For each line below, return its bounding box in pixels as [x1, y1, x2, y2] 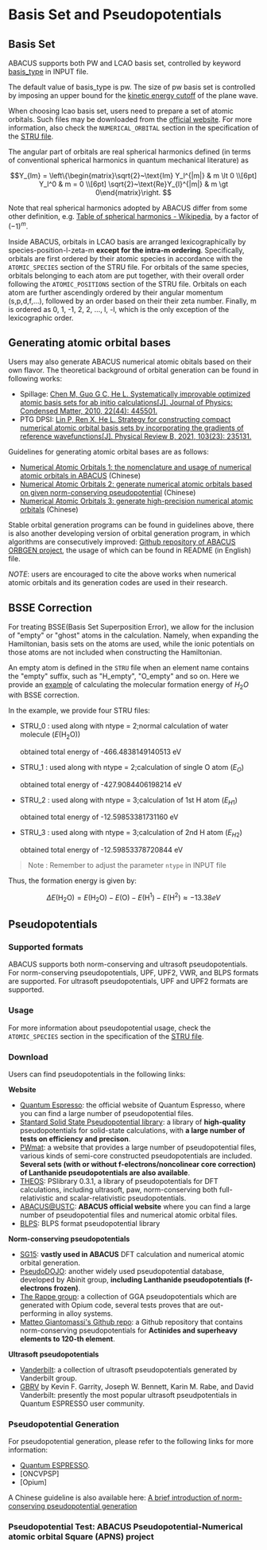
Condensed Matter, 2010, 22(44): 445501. [19, 406, 157, 416]
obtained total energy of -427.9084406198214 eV [19, 779, 183, 789]
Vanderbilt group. [19, 1373, 78, 1383]
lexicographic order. [8, 313, 74, 322]
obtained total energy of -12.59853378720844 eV [19, 845, 184, 855]
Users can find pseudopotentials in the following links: [8, 1069, 186, 1079]
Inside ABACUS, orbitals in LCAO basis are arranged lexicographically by [8, 236, 246, 246]
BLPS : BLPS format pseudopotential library [19, 1219, 161, 1228]
